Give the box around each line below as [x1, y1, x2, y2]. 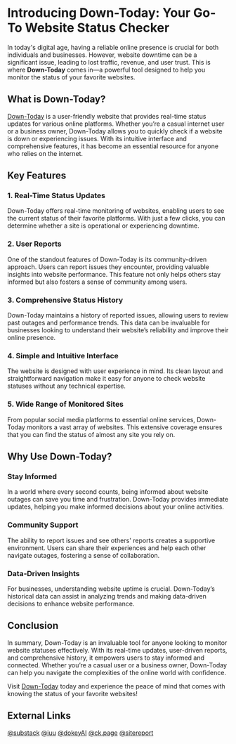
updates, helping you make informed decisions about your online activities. [7, 502, 225, 511]
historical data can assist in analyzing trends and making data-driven [7, 592, 207, 600]
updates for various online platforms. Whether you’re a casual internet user [7, 119, 225, 128]
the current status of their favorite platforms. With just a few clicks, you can [7, 214, 225, 223]
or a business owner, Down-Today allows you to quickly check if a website [7, 126, 223, 135]
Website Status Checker [25, 20, 170, 36]
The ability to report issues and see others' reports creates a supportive [7, 536, 216, 544]
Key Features [7, 170, 67, 182]
